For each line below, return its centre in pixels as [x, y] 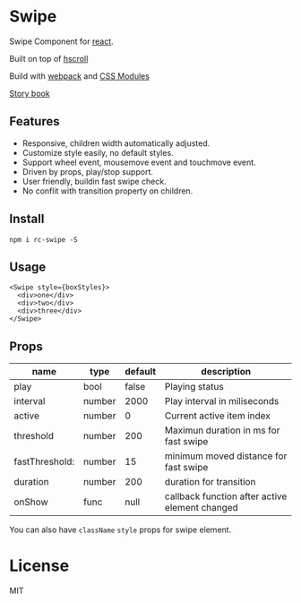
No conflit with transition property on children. [107, 191]
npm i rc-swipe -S [43, 239]
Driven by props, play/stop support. [88, 171]
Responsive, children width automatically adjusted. [116, 143]
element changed [202, 508]
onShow [31, 502]
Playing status [194, 387]
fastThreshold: [44, 461]
